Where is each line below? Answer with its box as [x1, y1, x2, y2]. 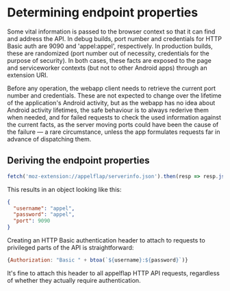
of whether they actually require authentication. [7, 276, 142, 284]
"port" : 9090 [13, 217, 51, 225]
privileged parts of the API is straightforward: [7, 244, 134, 251]
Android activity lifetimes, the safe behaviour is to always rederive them [7, 106, 209, 114]
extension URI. [7, 70, 49, 79]
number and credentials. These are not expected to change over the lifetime [7, 91, 222, 100]
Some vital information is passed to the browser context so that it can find [7, 27, 216, 36]
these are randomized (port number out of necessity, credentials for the [7, 49, 210, 57]
